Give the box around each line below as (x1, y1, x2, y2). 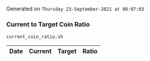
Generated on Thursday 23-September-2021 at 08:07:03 (6, 5, 145, 12)
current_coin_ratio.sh (6, 34, 63, 40)
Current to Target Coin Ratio (6, 20, 90, 28)
